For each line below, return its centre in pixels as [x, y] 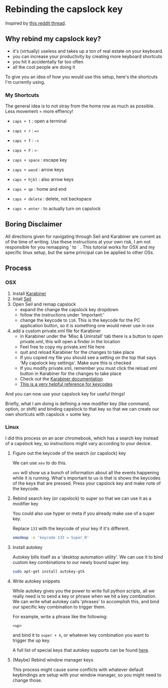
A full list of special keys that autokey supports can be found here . [81, 650]
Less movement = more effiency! [39, 111]
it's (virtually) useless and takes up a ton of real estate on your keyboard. [88, 51]
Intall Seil [22, 299]
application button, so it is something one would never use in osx [87, 325]
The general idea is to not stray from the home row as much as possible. [80, 106]
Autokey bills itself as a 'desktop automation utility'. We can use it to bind [88, 557]
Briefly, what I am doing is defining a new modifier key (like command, [78, 403]
